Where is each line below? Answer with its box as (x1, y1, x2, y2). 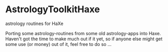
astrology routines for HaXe (5, 20, 64, 27)
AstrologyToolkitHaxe (5, 4, 100, 15)
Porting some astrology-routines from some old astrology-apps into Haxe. (5, 30, 161, 36)
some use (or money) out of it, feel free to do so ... (5, 41, 112, 47)
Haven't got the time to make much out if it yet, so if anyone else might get (5, 36, 163, 42)
